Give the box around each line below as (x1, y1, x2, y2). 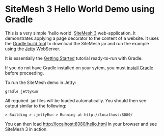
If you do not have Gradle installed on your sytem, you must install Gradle (5, 65, 154, 71)
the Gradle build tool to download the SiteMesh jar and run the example (5, 40, 149, 46)
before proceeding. (5, 70, 44, 76)
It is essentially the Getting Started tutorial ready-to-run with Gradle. (5, 55, 143, 61)
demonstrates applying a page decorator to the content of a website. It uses (5, 35, 159, 41)
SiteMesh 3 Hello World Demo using (5, 3, 155, 15)
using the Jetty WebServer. (5, 46, 60, 52)
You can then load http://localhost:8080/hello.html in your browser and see (5, 121, 157, 127)
